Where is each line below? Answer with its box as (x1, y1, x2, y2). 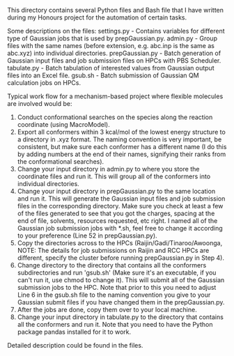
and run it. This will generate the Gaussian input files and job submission (17, 194, 226, 203)
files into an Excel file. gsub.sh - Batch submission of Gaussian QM (7, 71, 200, 79)
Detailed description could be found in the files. (7, 341, 143, 349)
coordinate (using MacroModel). (17, 121, 110, 128)
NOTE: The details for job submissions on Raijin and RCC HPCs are (17, 247, 210, 254)
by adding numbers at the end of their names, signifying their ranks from (17, 150, 226, 158)
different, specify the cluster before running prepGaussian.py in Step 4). (17, 254, 225, 262)
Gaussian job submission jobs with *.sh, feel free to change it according (17, 224, 223, 232)
